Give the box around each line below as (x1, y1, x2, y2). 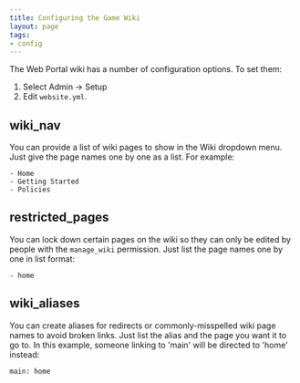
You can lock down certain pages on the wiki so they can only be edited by (9, 233, 292, 244)
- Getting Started (9, 177, 79, 187)
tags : (9, 30, 30, 39)
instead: (9, 348, 40, 360)
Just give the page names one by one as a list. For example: (9, 151, 235, 162)
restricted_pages (9, 210, 109, 225)
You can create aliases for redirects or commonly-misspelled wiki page (9, 320, 276, 331)
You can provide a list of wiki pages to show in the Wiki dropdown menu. (9, 142, 283, 153)
